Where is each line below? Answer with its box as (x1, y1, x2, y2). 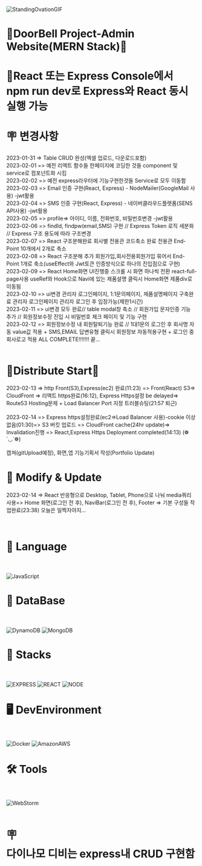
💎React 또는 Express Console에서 (6, 70, 174, 83)
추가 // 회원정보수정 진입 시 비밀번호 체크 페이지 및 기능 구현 (6, 313, 147, 321)
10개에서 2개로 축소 (20, 245, 67, 252)
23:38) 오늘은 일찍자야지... (22, 507, 86, 514)
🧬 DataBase (6, 594, 65, 608)
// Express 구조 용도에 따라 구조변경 (6, 230, 92, 237)
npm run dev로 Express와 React (6, 85, 167, 98)
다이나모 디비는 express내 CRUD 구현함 (6, 847, 195, 861)
